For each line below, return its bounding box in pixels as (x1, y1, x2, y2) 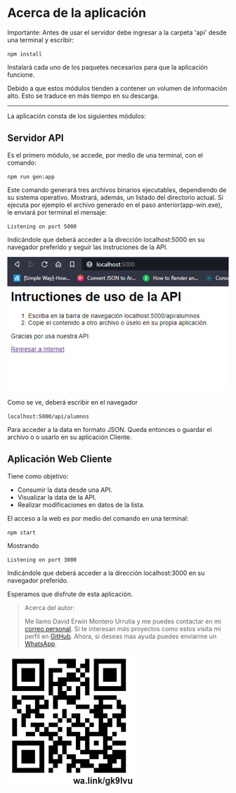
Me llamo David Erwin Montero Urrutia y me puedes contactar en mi (24, 617, 221, 626)
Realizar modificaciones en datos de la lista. (17, 500, 145, 509)
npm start (7, 529, 37, 536)
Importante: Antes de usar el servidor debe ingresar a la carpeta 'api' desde (7, 28, 227, 37)
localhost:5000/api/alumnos (7, 413, 90, 420)
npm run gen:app (7, 173, 55, 180)
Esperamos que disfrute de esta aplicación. (7, 590, 133, 598)
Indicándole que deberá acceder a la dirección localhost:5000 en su (7, 235, 205, 243)
